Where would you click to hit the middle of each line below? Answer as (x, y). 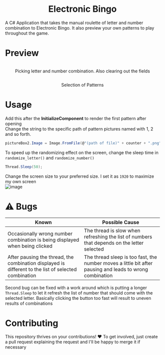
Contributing (32, 323)
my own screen (21, 181)
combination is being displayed (43, 240)
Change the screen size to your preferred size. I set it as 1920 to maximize (80, 176)
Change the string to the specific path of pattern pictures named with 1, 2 (79, 129)
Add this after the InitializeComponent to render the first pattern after (76, 118)
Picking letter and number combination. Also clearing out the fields (82, 71)
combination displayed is (36, 263)
